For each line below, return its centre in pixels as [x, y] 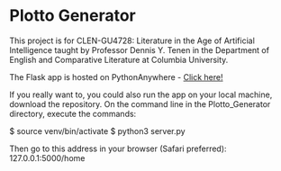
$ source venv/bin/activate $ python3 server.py [98, 130]
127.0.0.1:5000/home [47, 157]
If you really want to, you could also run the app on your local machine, [141, 94]
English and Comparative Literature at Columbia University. [119, 59]
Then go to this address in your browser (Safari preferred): [118, 148]
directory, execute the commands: [73, 113]
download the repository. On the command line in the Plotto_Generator [140, 103]
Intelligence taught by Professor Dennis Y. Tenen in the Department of [140, 49]
